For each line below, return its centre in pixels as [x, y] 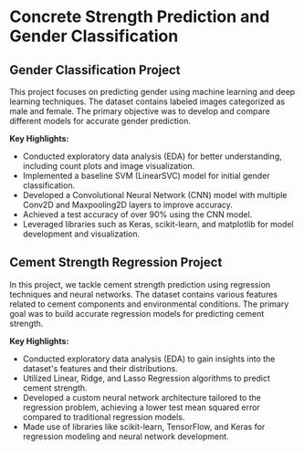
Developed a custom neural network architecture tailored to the [142, 397]
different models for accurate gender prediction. [100, 121]
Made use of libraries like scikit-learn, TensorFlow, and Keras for [144, 426]
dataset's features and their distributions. [100, 368]
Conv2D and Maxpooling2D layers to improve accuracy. [127, 205]
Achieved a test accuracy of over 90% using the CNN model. [137, 215]
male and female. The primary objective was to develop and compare [140, 111]
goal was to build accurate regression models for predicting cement [137, 313]
